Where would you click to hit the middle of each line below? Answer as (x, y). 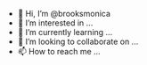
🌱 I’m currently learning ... (65, 32)
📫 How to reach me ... (59, 51)
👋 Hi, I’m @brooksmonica (64, 14)
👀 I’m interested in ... (55, 23)
